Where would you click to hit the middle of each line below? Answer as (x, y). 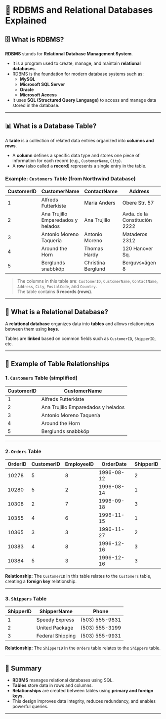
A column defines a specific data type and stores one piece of (76, 155)
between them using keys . (32, 329)
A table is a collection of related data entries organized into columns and (80, 140)
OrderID (17, 464)
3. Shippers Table (26, 598)
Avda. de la (135, 214)
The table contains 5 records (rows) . (55, 292)
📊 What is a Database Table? (51, 126)
